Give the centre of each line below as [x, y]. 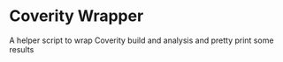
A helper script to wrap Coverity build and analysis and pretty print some [141, 40]
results [22, 49]
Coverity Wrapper [76, 16]
